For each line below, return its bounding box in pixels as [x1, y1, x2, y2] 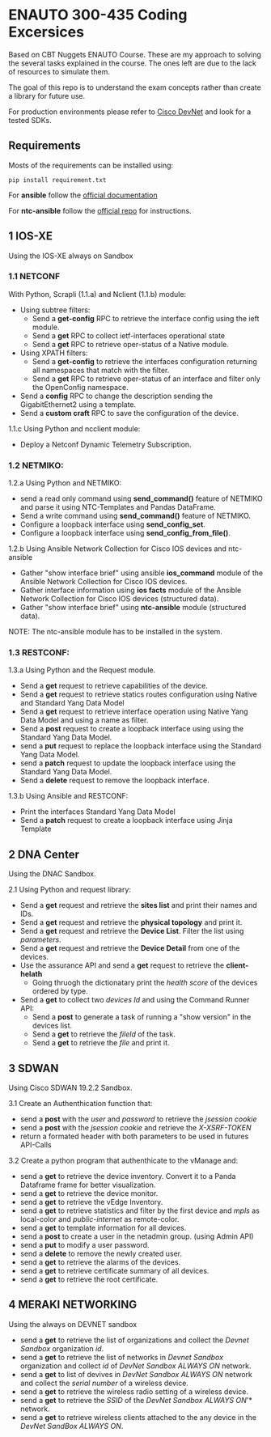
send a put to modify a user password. [19, 1240, 150, 1250]
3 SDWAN [8, 1062, 59, 1075]
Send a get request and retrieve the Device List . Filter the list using [19, 926, 244, 936]
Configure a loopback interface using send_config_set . [19, 519, 206, 529]
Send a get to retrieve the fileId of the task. [32, 1029, 176, 1039]
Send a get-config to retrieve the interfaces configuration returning [32, 356, 257, 366]
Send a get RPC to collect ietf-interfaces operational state [32, 330, 225, 341]
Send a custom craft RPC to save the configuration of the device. [19, 408, 239, 418]
